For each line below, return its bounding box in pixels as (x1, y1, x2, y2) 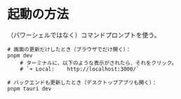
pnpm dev (7, 52, 33, 59)
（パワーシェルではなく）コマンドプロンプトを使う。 (7, 31, 161, 39)
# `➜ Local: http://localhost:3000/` (20, 66, 140, 73)
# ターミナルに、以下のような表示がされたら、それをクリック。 (20, 59, 177, 66)
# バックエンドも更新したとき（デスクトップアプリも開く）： (7, 79, 158, 86)
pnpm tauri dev (7, 85, 52, 92)
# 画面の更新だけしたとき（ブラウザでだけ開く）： (7, 46, 131, 53)
